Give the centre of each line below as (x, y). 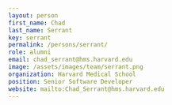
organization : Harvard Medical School (72, 74)
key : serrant (30, 37)
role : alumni (30, 52)
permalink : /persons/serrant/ (58, 45)
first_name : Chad (37, 23)
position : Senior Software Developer (71, 81)
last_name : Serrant (40, 30)
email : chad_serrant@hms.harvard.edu (71, 60)
